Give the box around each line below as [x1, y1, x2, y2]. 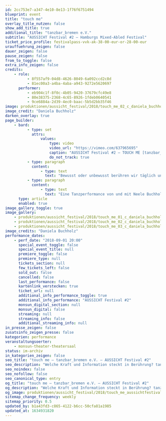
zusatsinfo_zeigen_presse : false [5, 330, 74, 335]
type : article [18, 196, 48, 201]
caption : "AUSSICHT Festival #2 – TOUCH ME [49, 150, 140, 155]
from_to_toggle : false [5, 58, 52, 63]
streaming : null [18, 311, 52, 316]
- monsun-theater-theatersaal [14, 344, 77, 349]
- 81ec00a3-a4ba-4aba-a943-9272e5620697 [27, 81, 112, 86]
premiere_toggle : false [18, 251, 68, 257]
